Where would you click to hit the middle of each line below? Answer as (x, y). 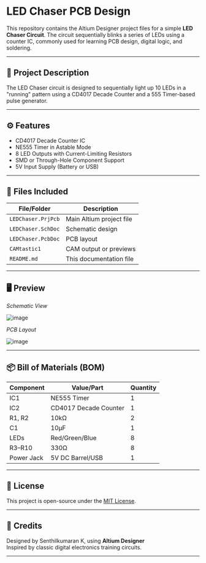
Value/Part (87, 388)
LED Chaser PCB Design (68, 11)
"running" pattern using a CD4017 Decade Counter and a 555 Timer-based (101, 94)
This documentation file (99, 259)
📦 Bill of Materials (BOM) (56, 367)
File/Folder (34, 209)
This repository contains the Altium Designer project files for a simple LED (100, 28)
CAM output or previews (101, 249)
